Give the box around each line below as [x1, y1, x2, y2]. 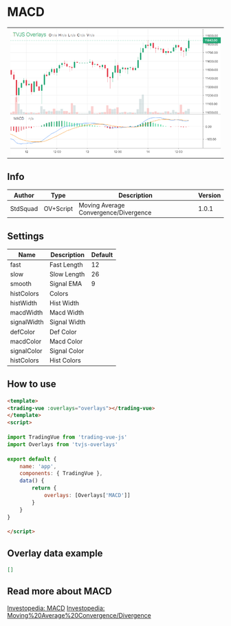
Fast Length [49, 260, 84, 269]
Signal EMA [49, 280, 82, 288]
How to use [7, 378, 56, 390]
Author [13, 191, 34, 199]
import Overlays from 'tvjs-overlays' [7, 441, 118, 448]
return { [32, 485, 57, 492]
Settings [7, 230, 45, 242]
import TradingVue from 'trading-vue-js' [7, 434, 128, 441]
